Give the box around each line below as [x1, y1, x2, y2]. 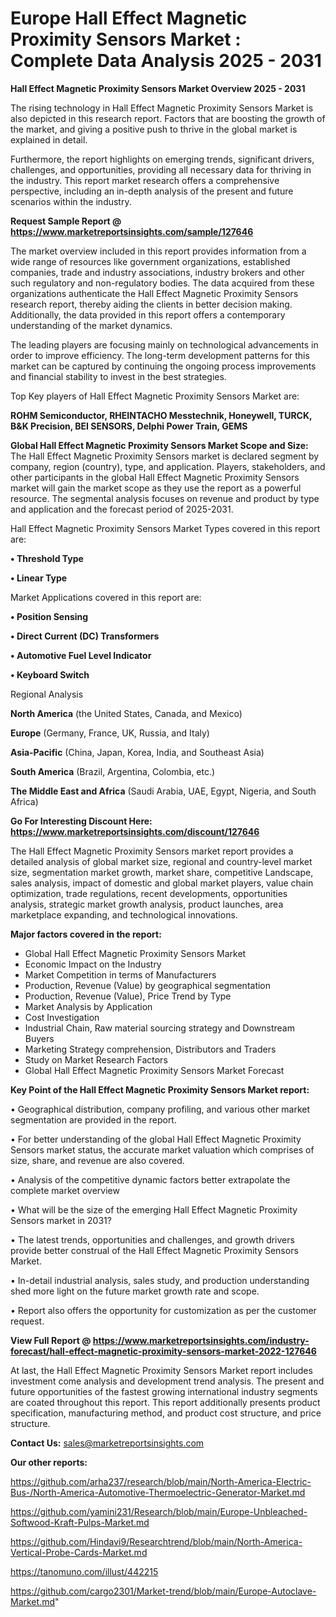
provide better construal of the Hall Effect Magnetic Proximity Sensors [10, 1244, 299, 1256]
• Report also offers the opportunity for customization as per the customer [10, 1304, 317, 1316]
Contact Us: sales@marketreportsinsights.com [10, 1437, 205, 1449]
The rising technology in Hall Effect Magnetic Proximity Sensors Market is [10, 102, 314, 114]
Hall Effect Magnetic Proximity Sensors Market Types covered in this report [10, 522, 321, 534]
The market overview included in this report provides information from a [10, 245, 307, 257]
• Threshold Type [10, 552, 84, 564]
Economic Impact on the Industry [24, 958, 162, 970]
